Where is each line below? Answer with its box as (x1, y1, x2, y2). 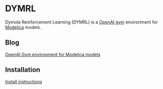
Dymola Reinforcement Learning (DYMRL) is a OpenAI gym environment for (5, 19, 159, 25)
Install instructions (5, 79, 42, 85)
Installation (5, 66, 40, 74)
